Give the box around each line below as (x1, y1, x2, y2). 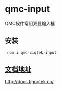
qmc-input (5, 3, 50, 15)
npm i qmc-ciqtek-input (7, 50, 57, 55)
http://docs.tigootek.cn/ (5, 79, 54, 85)
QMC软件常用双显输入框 (5, 20, 55, 26)
